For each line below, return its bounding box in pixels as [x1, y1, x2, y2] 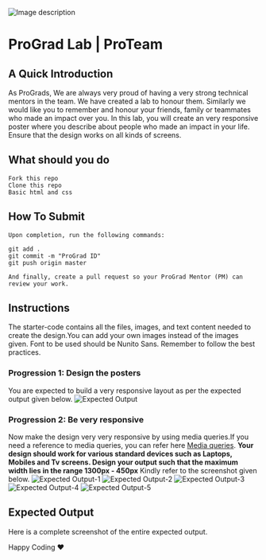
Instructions [8, 301, 70, 315]
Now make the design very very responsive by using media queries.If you [8, 432, 249, 441]
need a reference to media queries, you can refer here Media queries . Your [8, 441, 254, 450]
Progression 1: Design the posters [8, 367, 141, 379]
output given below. [8, 394, 73, 403]
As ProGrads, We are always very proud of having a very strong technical [8, 88, 249, 97]
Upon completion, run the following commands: [8, 231, 165, 239]
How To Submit [8, 210, 85, 224]
